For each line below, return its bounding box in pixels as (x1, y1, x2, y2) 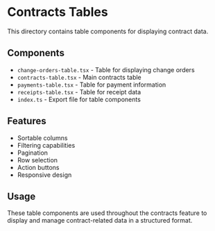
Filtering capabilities (17, 141, 76, 149)
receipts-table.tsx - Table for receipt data (17, 87, 141, 96)
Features (7, 115, 46, 127)
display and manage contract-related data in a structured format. (7, 216, 193, 225)
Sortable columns (17, 133, 68, 142)
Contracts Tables (7, 4, 109, 20)
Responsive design (17, 171, 72, 179)
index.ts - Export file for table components (17, 95, 141, 103)
